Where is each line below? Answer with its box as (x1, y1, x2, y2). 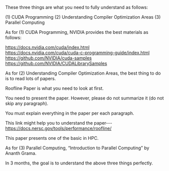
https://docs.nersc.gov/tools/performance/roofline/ (5, 126, 112, 131)
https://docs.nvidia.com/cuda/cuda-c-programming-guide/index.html (5, 50, 150, 55)
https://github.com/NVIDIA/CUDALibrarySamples (5, 61, 107, 66)
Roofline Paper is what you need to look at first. (5, 85, 104, 91)
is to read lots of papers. (5, 76, 57, 81)
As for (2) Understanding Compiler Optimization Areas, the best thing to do (5, 70, 161, 76)
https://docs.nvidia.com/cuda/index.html (5, 44, 90, 50)
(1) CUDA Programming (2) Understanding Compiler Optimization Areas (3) (5, 14, 161, 20)
